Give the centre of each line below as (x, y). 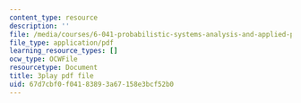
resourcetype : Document (54, 68)
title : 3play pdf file (52, 76)
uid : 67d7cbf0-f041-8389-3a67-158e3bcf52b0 (92, 84)
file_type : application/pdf (62, 43)
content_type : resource (54, 17)
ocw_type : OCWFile (43, 59)
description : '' (39, 26)
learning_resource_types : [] (64, 51)
